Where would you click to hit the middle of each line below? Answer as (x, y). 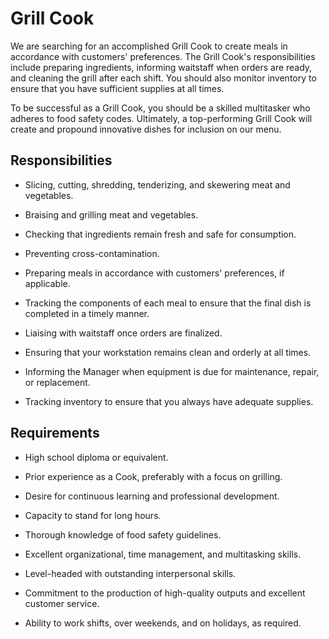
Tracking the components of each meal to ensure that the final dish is (168, 303)
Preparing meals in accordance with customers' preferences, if (154, 273)
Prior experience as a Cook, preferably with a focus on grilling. (153, 476)
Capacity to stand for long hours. (93, 515)
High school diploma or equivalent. (96, 457)
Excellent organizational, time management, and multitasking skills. (163, 554)
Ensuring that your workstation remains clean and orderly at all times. (168, 352)
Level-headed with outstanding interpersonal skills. (130, 573)
